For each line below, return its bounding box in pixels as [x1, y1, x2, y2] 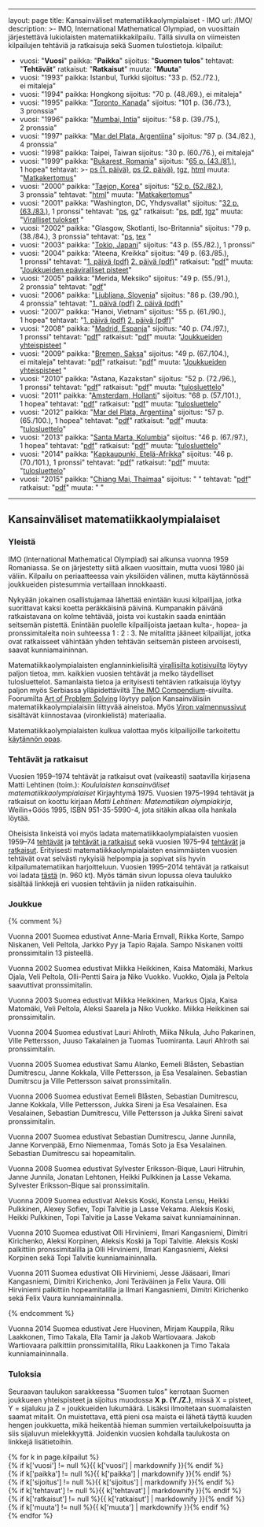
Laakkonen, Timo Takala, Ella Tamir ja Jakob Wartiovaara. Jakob [8, 1332, 216, 1342]
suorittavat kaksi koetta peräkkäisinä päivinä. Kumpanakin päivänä [8, 603, 223, 613]
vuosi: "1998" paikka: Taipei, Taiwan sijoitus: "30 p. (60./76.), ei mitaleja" [19, 148, 255, 158]
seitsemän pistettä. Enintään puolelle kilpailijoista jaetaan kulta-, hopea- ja [8, 620, 247, 629]
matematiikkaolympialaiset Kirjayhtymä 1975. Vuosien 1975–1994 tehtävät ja [8, 788, 255, 798]
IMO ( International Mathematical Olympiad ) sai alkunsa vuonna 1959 [8, 554, 229, 564]
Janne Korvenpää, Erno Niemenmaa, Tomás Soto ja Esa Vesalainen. [8, 1140, 228, 1150]
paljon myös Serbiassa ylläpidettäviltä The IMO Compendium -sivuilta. [8, 685, 233, 695]
